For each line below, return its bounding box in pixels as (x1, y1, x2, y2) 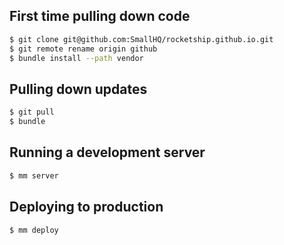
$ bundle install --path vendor (9, 53, 144, 63)
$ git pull (9, 107, 55, 118)
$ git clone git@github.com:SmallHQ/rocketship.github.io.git (9, 34, 274, 44)
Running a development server (9, 144, 206, 161)
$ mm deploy (9, 225, 59, 235)
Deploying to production (9, 199, 164, 216)
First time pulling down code (9, 8, 191, 25)
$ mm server (9, 170, 59, 181)
